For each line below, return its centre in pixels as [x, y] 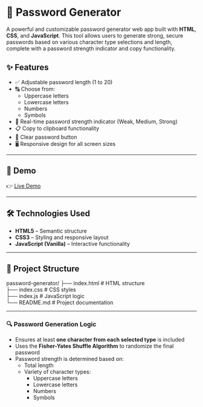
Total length [39, 365]
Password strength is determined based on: [69, 359]
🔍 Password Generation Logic [51, 325]
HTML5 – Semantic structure [51, 231]
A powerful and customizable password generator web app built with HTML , [101, 29]
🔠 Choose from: [35, 89]
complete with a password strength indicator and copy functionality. [91, 48]
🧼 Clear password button [46, 137]
